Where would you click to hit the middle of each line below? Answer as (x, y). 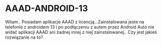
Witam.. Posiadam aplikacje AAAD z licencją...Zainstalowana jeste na (75, 22)
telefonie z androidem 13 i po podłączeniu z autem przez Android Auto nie (80, 27)
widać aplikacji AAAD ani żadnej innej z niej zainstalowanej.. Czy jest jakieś (81, 32)
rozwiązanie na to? (24, 37)
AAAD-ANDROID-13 (47, 8)
